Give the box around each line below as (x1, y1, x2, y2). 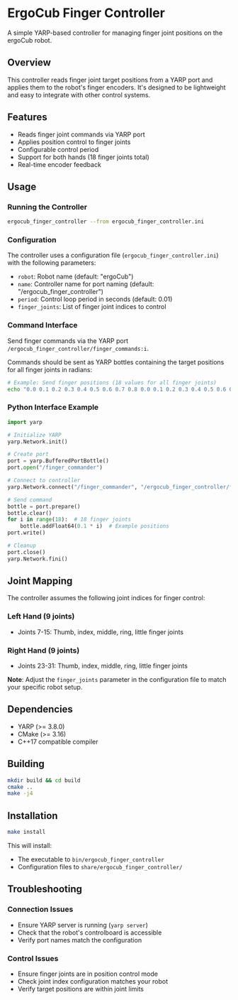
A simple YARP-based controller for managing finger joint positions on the (7, 28, 223, 37)
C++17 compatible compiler (17, 737, 98, 746)
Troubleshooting (7, 883, 83, 896)
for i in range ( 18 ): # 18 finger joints (7, 516, 132, 523)
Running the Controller (7, 202, 87, 212)
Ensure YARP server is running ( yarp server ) (17, 920, 149, 929)
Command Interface (7, 320, 78, 330)
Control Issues (7, 953, 59, 963)
